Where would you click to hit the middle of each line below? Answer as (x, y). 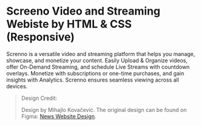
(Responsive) (40, 37)
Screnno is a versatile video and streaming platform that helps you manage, (101, 54)
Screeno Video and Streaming (83, 11)
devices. (17, 86)
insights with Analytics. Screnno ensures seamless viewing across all (93, 80)
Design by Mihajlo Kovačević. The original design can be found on (104, 110)
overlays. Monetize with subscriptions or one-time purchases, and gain (95, 73)
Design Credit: (39, 98)
